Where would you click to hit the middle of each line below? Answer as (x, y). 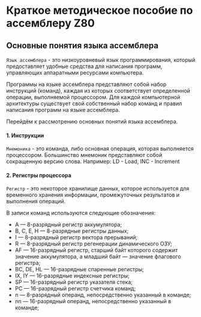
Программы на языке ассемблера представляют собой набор (86, 84)
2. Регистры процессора (39, 175)
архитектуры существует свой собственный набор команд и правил (94, 103)
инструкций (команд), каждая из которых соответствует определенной (98, 91)
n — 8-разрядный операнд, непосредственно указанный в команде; (103, 295)
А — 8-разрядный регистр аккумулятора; (68, 225)
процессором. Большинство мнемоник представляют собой (84, 155)
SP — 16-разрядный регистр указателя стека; (74, 282)
